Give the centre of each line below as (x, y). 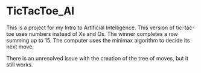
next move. (20, 47)
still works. (20, 65)
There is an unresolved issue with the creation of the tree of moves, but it (97, 58)
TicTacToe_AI (40, 11)
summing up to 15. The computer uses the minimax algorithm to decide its (98, 40)
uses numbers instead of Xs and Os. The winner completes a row (97, 34)
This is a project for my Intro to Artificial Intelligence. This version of (91, 28)
